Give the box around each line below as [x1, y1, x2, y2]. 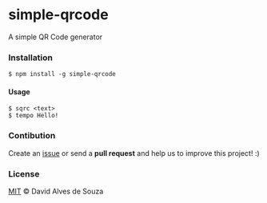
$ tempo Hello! [8, 112, 59, 120]
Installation [8, 52, 54, 63]
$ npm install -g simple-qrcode [8, 70, 116, 78]
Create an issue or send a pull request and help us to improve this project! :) [8, 148, 260, 157]
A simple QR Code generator [8, 32, 103, 42]
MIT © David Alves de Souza [8, 186, 104, 197]
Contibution [8, 130, 56, 141]
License [8, 168, 40, 179]
